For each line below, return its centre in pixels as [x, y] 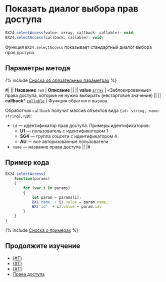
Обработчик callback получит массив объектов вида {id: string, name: [83, 110]
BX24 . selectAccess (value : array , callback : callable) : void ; [70, 33]
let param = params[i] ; [56, 197]
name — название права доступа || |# [51, 147]
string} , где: [18, 115]
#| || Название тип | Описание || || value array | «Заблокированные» [78, 90]
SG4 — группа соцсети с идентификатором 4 [68, 136]
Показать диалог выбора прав [72, 9]
